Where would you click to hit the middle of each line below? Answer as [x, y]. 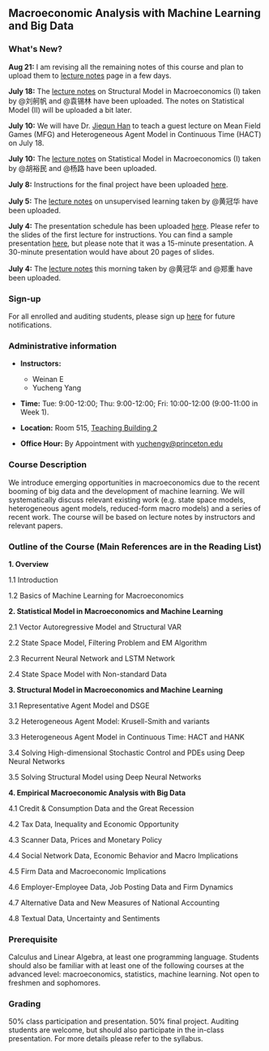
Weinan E [48, 380]
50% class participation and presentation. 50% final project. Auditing [124, 1022]
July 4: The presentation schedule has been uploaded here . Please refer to [134, 225]
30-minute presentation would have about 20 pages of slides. [111, 251]
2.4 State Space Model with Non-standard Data [88, 674]
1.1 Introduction [33, 580]
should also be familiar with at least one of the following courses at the [126, 966]
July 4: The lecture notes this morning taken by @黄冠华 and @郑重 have [131, 268]
